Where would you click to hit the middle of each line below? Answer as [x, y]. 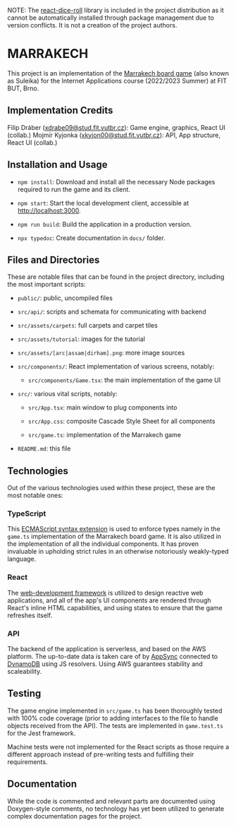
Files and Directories [54, 260]
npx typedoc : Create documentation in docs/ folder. [91, 238]
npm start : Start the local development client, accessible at [103, 203]
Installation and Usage [57, 165]
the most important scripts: [46, 285]
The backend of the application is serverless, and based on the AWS [107, 649]
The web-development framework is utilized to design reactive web [105, 593]
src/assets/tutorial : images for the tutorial [81, 339]
